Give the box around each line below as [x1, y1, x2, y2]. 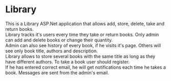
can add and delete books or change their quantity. [5, 37, 113, 43]
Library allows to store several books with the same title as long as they [5, 53, 156, 59]
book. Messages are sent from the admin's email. [5, 69, 109, 75]
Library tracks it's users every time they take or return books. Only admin [5, 31, 159, 37]
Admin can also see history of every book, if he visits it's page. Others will [5, 42, 161, 48]
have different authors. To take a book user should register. [5, 58, 130, 65]
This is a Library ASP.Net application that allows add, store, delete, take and [5, 21, 165, 27]
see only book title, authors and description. [5, 48, 98, 54]
